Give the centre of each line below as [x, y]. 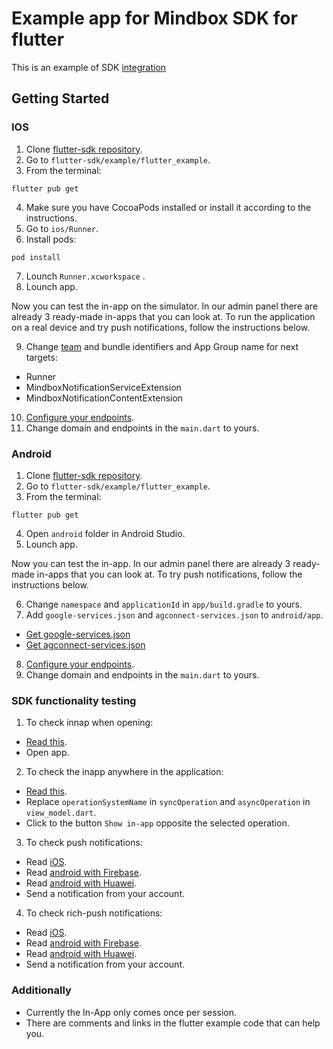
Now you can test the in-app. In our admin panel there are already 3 [151, 563]
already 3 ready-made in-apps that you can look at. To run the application [163, 316]
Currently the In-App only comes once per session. [131, 1012]
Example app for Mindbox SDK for [154, 18]
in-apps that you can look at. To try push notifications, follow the [169, 574]
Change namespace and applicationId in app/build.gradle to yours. [164, 604]
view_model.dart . [61, 813]
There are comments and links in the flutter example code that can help [173, 1023]
